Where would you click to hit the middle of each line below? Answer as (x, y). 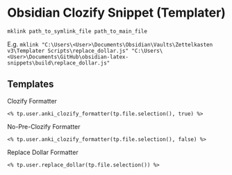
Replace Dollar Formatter (43, 152)
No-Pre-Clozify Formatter (44, 126)
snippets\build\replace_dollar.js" (59, 63)
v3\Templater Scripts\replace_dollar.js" (68, 51)
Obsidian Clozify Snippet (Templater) (116, 13)
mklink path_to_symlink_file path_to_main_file (77, 31)
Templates (31, 84)
